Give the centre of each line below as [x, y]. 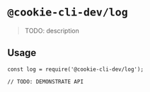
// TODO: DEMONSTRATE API [45, 81]
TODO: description [52, 30]
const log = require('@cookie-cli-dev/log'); [75, 69]
